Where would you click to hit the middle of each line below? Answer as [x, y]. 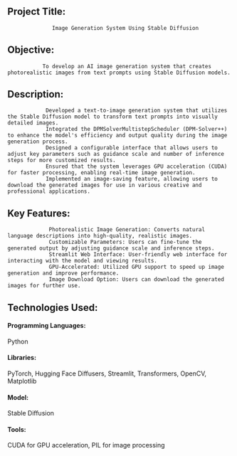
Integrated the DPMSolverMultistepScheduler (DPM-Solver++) [136, 129]
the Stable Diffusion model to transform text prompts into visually [113, 117]
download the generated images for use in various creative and [105, 185]
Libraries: [22, 358]
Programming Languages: [47, 326]
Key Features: [39, 213]
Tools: [17, 429]
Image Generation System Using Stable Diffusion [126, 28]
